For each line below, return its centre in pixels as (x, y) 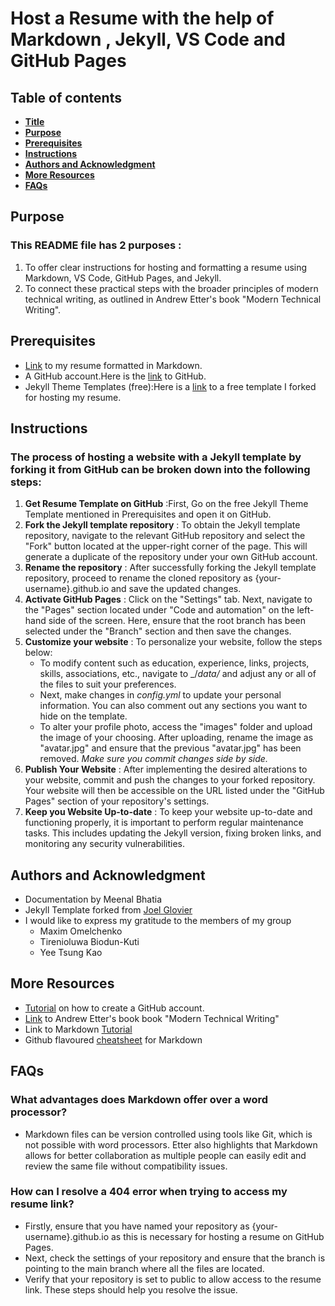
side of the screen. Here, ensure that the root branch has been (177, 621)
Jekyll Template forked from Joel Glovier (108, 910)
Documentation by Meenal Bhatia (93, 899)
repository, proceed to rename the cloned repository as (138, 578)
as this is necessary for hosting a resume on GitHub (217, 1236)
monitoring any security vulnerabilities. (104, 844)
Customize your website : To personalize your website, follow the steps (173, 642)
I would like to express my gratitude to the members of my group (158, 920)
